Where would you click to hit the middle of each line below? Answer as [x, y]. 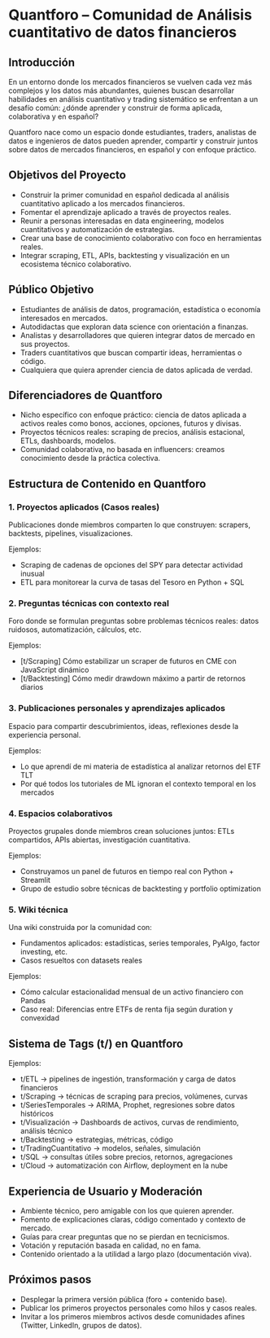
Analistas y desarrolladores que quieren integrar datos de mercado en [137, 335]
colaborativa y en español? [54, 116]
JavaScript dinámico [54, 670]
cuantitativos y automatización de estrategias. [97, 229]
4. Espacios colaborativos [61, 814]
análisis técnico [46, 1131]
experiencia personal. [45, 735]
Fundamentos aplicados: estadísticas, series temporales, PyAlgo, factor [140, 943]
